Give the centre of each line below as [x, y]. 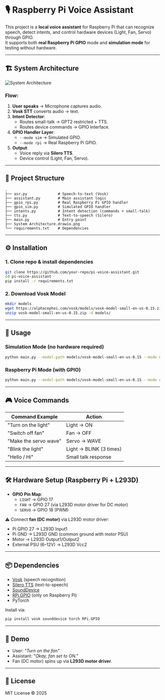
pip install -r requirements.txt [39, 281]
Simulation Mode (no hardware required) [55, 347]
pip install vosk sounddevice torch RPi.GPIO [52, 619]
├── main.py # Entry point [46, 219]
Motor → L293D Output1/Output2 [46, 539]
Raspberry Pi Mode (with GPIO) [43, 370]
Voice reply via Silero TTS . [46, 153]
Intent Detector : [29, 117]
